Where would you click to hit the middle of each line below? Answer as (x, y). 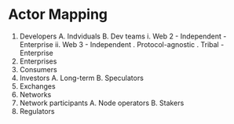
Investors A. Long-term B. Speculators (81, 78)
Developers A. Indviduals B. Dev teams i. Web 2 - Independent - (123, 36)
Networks (35, 94)
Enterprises (38, 61)
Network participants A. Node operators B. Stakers (102, 103)
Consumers (38, 69)
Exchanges (38, 86)
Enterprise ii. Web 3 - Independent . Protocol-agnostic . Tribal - (122, 44)
